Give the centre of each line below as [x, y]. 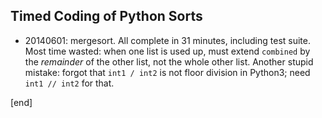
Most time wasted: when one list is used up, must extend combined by [167, 51]
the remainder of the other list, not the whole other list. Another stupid [169, 61]
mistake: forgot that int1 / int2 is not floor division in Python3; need [167, 72]
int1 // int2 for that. [69, 83]
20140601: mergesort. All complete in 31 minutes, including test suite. [167, 40]
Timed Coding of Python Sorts [106, 16]
